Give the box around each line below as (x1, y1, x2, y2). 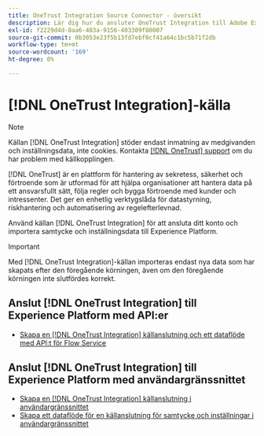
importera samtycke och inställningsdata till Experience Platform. (8, 226, 218, 236)
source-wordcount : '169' (8, 48, 90, 56)
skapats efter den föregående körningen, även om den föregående (8, 265, 224, 275)
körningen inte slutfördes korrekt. (8, 273, 116, 283)
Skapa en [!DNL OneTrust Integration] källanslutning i (19, 394, 192, 404)
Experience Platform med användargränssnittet (8, 373, 246, 386)
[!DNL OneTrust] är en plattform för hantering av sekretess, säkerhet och (8, 169, 244, 179)
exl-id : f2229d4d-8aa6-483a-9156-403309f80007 (8, 26, 163, 34)
